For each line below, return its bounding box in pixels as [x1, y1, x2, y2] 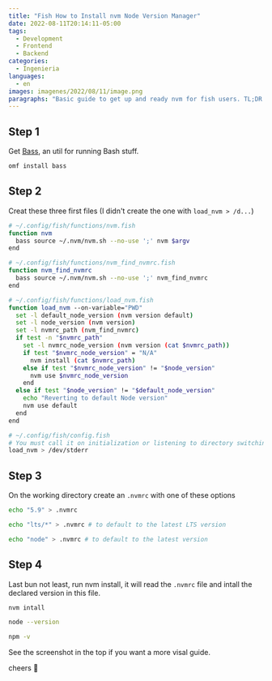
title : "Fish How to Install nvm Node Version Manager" [8, 11, 201, 20]
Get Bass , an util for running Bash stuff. [8, 147, 139, 156]
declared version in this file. [8, 588, 101, 597]
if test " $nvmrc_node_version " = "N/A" [23, 349, 158, 357]
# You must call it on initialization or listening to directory [8, 439, 233, 447]
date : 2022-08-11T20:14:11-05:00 [8, 19, 121, 28]
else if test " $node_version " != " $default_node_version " [15, 387, 216, 395]
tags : [8, 27, 27, 35]
